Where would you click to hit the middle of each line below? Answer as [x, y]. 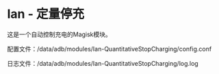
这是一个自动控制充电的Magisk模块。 [59, 34]
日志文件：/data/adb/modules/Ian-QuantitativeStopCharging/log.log [103, 63]
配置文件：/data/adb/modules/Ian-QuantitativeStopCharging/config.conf [109, 49]
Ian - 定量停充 [46, 14]
